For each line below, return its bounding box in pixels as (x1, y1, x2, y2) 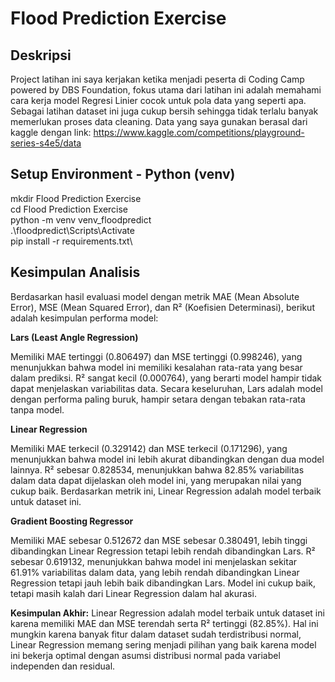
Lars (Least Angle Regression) (10, 331, 139, 343)
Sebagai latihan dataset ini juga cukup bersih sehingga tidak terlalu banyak (10, 105, 319, 117)
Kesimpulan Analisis (10, 264, 141, 281)
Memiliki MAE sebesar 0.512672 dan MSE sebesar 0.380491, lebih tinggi (10, 534, 308, 546)
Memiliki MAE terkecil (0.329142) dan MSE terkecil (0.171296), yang (10, 442, 288, 454)
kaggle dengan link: (10, 127, 92, 138)
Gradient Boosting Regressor (10, 515, 134, 527)
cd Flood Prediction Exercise (10, 203, 129, 215)
